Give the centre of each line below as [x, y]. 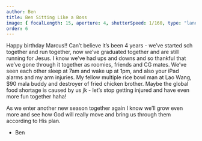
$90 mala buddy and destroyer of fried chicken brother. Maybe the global [97, 84]
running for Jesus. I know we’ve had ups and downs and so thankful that [96, 58]
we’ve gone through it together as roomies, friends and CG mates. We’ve [96, 65]
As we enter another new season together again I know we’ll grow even [95, 108]
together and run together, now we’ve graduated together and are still [93, 52]
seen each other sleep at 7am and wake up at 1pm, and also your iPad [93, 71]
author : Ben [21, 12]
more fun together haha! [36, 97]
